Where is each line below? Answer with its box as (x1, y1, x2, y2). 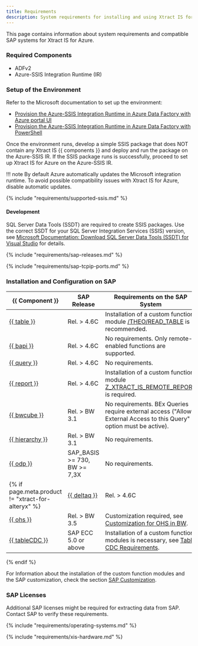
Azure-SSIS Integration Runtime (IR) (14, 71, 102, 78)
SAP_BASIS (67, 448, 100, 456)
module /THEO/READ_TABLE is (105, 317, 190, 326)
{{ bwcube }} (9, 410, 44, 419)
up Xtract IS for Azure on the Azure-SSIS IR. (6, 160, 113, 167)
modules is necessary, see (105, 536, 179, 544)
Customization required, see (105, 512, 184, 520)
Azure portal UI (14, 117, 52, 124)
